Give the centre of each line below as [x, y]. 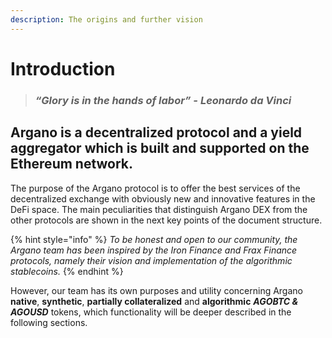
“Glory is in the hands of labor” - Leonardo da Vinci [163, 100]
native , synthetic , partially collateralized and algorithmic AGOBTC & [154, 301]
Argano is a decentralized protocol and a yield [156, 132]
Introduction [63, 68]
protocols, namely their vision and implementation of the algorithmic [151, 260]
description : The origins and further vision [106, 19]
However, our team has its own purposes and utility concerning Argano [156, 290]
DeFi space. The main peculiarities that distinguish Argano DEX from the [159, 209]
